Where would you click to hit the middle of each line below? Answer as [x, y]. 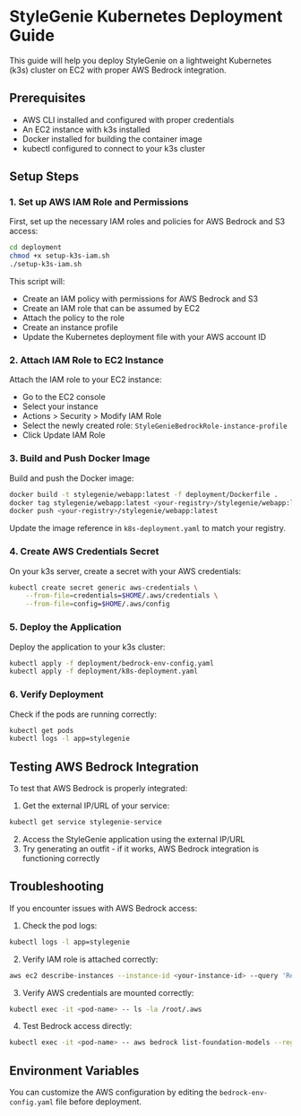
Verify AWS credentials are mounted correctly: [108, 992]
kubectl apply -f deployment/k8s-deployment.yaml [104, 671]
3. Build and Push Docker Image [80, 458]
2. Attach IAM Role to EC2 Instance [86, 360]
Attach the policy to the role [73, 318]
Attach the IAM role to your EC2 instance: [86, 379]
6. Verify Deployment [57, 694]
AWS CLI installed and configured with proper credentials [128, 119]
